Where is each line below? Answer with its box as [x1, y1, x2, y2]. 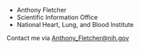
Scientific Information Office [16, 13, 98, 21]
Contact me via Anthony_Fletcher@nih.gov [6, 34, 130, 42]
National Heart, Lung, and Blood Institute [16, 21, 134, 28]
